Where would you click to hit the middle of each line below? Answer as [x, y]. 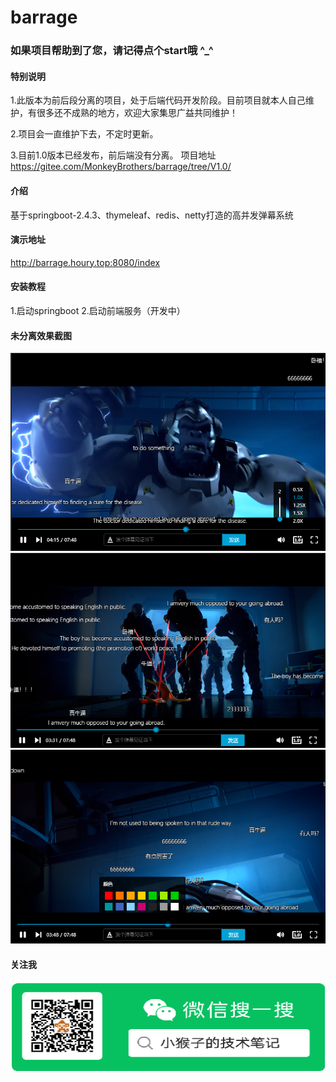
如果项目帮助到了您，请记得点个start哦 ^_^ [112, 51]
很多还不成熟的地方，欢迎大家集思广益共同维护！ [137, 113]
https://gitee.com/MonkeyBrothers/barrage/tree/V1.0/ [121, 167]
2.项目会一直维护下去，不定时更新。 [84, 134]
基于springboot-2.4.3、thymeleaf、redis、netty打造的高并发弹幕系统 [152, 215]
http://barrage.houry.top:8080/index [85, 262]
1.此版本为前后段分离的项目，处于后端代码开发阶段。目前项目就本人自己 [158, 100]
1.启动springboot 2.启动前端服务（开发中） [98, 310]
